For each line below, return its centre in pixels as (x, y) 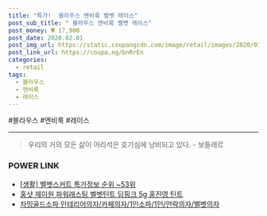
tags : (17, 75)
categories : (28, 60)
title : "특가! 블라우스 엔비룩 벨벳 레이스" (73, 15)
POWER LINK (34, 166)
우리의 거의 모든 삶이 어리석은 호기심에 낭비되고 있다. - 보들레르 (126, 145)
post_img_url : (32, 45)
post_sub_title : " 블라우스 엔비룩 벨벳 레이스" (80, 23)
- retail (30, 67)
